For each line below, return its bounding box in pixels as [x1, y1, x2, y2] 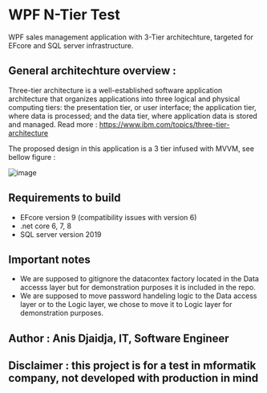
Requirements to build [8, 191, 121, 205]
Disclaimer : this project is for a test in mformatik [8, 359, 257, 373]
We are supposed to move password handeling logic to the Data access [19, 291, 257, 301]
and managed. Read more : [8, 119, 98, 129]
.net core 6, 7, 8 [19, 221, 72, 231]
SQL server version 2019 [19, 229, 102, 239]
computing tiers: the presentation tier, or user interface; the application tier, [8, 102, 257, 112]
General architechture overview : [8, 64, 176, 78]
